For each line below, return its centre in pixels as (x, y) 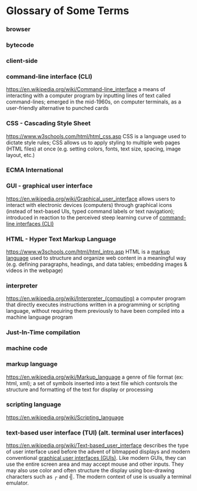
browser (18, 29)
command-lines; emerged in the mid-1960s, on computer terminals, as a (94, 102)
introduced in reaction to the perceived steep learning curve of (82, 217)
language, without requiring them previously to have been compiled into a (95, 311)
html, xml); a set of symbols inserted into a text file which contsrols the (92, 383)
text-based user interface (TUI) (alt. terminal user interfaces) (95, 432)
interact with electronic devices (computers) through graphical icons (89, 205)
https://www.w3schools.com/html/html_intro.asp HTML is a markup (88, 252)
